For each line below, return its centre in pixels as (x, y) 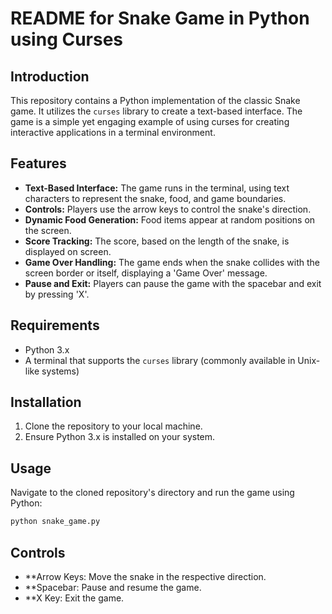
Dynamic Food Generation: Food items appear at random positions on (170, 219)
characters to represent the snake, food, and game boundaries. (155, 198)
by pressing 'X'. (57, 294)
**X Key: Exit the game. (74, 598)
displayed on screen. (68, 251)
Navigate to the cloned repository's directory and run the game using (152, 493)
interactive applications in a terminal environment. (113, 132)
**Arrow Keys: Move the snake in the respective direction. (145, 576)
